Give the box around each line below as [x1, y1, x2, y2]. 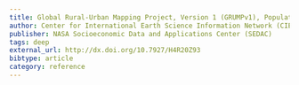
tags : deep [9, 37, 50, 47]
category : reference [9, 63, 86, 72]
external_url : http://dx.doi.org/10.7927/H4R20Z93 [9, 46, 201, 55]
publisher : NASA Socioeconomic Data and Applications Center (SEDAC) [9, 29, 273, 38]
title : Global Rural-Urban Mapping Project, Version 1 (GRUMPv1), [9, 12, 261, 22]
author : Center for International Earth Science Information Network [9, 21, 273, 30]
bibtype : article [9, 54, 74, 63]
